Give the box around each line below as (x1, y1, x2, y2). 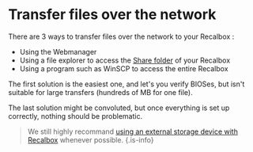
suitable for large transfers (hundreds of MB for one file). (8, 87, 193, 97)
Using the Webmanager (19, 47, 97, 56)
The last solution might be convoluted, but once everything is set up (8, 103, 230, 112)
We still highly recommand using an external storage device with (27, 127, 239, 136)
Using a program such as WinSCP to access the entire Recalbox (19, 63, 228, 73)
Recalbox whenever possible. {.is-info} (27, 135, 154, 144)
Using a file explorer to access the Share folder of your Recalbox (19, 55, 231, 65)
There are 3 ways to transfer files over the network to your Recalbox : (8, 32, 235, 41)
